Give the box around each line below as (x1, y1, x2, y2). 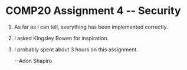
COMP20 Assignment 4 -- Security (5, 4, 181, 17)
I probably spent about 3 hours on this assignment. (14, 45, 138, 53)
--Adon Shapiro (14, 57, 53, 64)
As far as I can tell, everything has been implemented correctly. (14, 23, 169, 30)
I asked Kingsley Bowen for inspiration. (14, 34, 109, 41)
